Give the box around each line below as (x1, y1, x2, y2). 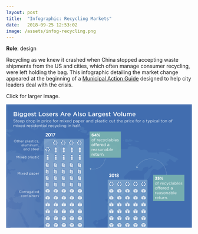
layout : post (6, 9, 38, 15)
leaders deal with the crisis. (6, 81, 73, 88)
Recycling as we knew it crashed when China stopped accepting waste (6, 56, 179, 63)
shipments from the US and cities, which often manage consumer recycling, (6, 62, 190, 70)
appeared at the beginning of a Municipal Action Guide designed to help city (6, 75, 192, 82)
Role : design (6, 45, 37, 52)
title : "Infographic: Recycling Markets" (6, 15, 112, 22)
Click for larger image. (6, 93, 60, 100)
